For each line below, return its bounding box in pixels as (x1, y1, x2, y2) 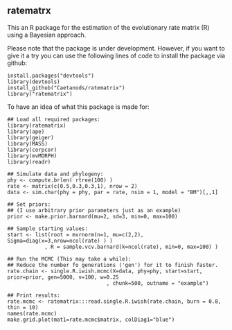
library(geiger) (7, 134, 54, 141)
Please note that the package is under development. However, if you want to (7, 44, 225, 52)
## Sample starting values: (7, 225, 89, 232)
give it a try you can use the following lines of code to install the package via (7, 51, 226, 60)
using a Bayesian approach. (7, 31, 87, 39)
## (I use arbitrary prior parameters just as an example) (7, 207, 181, 214)
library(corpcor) (7, 146, 57, 153)
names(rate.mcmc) (7, 310, 57, 317)
